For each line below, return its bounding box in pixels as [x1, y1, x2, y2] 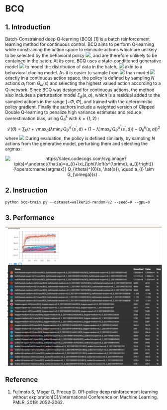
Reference [5, 376, 38, 384]
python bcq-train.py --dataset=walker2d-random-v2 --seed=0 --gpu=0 [5, 200, 150, 205]
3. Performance [5, 213, 55, 222]
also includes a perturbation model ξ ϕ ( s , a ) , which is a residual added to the [5, 92, 161, 99]
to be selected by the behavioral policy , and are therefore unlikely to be [5, 53, 158, 58]
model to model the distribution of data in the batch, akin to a [5, 64, 143, 70]
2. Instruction [5, 186, 48, 194]
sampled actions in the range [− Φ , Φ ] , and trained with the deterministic [5, 98, 153, 105]
